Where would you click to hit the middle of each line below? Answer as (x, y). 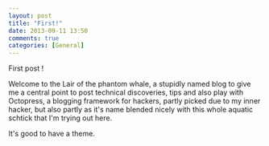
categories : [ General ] (46, 46)
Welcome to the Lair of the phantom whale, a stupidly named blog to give (130, 84)
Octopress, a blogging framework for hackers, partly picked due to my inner (134, 101)
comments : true (34, 38)
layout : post (30, 16)
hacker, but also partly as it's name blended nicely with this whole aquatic (131, 110)
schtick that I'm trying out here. (60, 118)
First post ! (26, 68)
